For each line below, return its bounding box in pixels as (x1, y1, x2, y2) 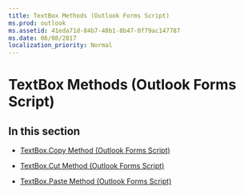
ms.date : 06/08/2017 (8, 34, 78, 42)
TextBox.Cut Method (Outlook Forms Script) (19, 161, 165, 171)
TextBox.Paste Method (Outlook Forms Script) (19, 176, 172, 186)
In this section (8, 125, 81, 138)
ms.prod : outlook (8, 19, 66, 27)
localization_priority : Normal (8, 42, 113, 49)
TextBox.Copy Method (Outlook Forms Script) (19, 145, 170, 156)
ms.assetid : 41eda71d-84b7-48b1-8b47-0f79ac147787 (8, 26, 181, 34)
